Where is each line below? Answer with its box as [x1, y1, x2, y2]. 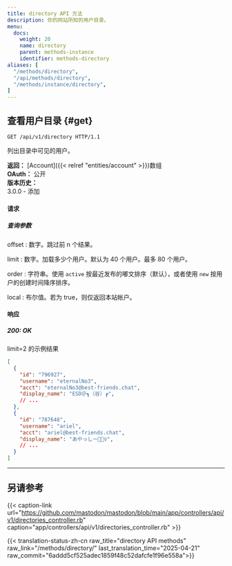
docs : [13, 29, 30, 37]
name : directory [19, 42, 67, 49]
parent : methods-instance [19, 49, 95, 56]
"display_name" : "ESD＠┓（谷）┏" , [19, 390, 115, 398]
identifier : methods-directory [19, 55, 110, 62]
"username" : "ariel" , [19, 423, 81, 430]
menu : [7, 23, 23, 30]
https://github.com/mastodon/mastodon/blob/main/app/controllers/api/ [21, 508, 224, 516]
